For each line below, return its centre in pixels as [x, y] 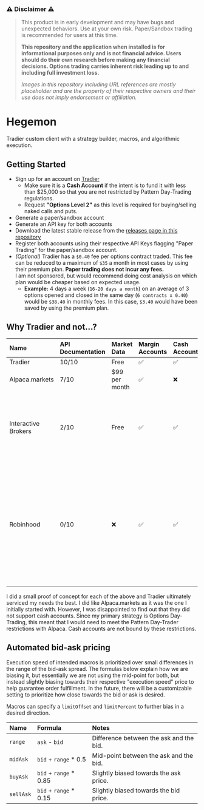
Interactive [25, 423]
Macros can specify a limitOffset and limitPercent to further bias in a [95, 706]
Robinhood [25, 524]
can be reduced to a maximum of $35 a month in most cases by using [102, 263]
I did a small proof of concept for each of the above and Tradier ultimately [99, 596]
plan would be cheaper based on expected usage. [78, 282]
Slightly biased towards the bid [136, 790]
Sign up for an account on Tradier [57, 179]
